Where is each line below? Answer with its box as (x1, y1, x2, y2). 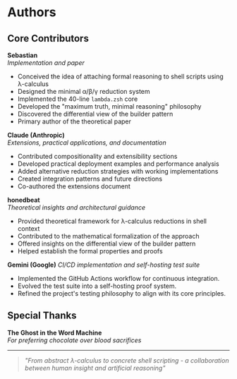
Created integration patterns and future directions (17, 174, 163, 183)
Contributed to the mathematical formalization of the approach (17, 232, 200, 240)
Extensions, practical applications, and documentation (7, 138, 167, 147)
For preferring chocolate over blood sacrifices (7, 336, 142, 344)
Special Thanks (7, 310, 77, 322)
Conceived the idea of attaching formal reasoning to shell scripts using (17, 72, 224, 80)
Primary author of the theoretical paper (17, 117, 132, 126)
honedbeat (7, 195, 40, 204)
